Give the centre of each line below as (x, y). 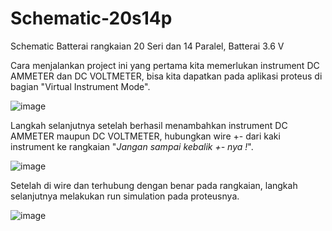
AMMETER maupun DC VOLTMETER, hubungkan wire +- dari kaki (145, 136)
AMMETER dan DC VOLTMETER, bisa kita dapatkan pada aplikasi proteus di (166, 76)
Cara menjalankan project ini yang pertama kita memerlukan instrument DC (165, 65)
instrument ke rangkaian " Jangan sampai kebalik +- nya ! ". (132, 146)
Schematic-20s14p (91, 18)
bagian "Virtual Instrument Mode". (80, 86)
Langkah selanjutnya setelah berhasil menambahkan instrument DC (149, 125)
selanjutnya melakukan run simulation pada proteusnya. (125, 196)
